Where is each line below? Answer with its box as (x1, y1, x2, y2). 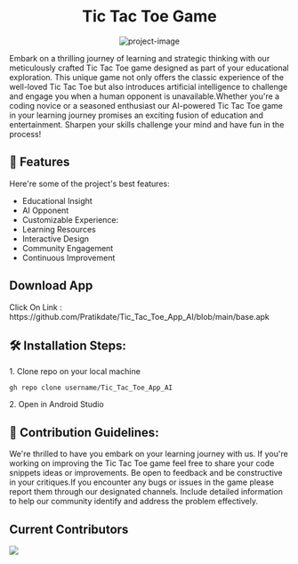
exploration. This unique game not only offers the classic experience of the (9, 71, 285, 82)
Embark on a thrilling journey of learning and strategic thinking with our (9, 53, 270, 63)
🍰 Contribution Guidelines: (9, 425, 159, 440)
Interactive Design (21, 233, 90, 244)
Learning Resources (21, 224, 96, 234)
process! (9, 128, 42, 139)
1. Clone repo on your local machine (9, 366, 141, 377)
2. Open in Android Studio (9, 399, 104, 410)
